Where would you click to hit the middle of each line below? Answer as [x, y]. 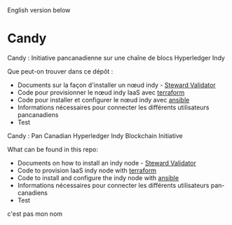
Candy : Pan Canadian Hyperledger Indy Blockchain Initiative [95, 135]
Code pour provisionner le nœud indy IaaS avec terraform [101, 92]
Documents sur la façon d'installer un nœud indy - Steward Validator [116, 85]
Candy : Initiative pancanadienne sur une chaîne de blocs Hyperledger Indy [116, 57]
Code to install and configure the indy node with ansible [98, 177]
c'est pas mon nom [35, 214]
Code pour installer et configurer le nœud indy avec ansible [103, 100]
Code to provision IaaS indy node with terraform [87, 170]
